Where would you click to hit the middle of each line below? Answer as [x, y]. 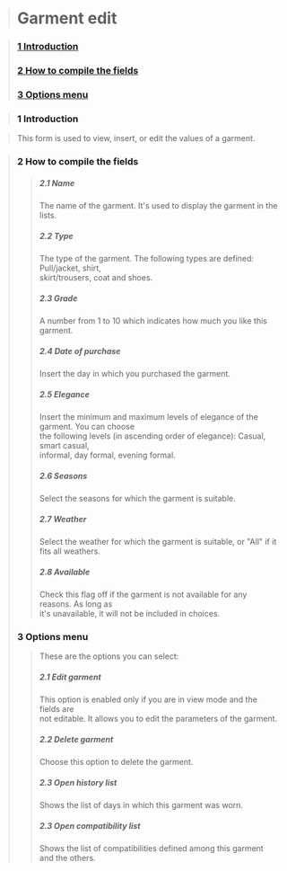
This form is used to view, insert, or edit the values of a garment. [136, 138]
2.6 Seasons [63, 475]
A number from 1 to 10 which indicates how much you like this [153, 321]
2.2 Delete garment [76, 739]
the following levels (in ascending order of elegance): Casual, [152, 436]
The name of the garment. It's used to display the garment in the [158, 206]
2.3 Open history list [78, 782]
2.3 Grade [58, 298]
